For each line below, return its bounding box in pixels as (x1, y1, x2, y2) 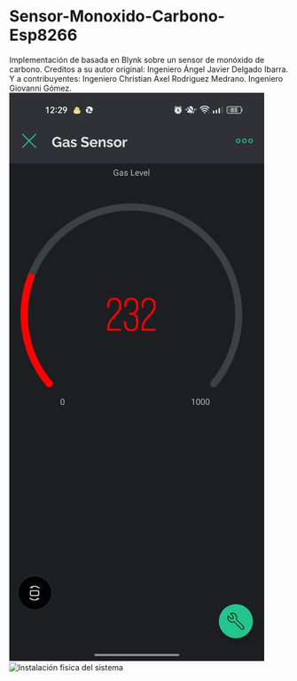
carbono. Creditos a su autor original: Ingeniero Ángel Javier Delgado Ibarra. (9, 64, 289, 75)
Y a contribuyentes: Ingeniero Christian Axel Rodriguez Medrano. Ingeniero (9, 73, 284, 83)
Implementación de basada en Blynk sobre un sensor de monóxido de (9, 54, 265, 65)
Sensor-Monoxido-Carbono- (9, 6, 226, 27)
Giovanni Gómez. (9, 83, 73, 93)
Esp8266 (9, 25, 78, 45)
